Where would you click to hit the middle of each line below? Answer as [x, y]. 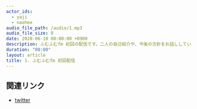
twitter [22, 100]
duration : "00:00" [28, 50]
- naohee [22, 22]
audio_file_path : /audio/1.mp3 [44, 28]
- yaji [19, 17]
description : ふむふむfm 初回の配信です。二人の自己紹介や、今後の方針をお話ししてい [99, 45]
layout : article [26, 55]
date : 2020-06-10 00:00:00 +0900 [47, 39]
